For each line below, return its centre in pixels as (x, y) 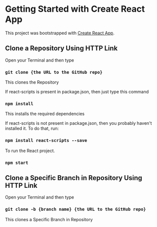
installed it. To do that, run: (32, 129)
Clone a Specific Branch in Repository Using (74, 178)
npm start (17, 163)
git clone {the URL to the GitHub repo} (54, 72)
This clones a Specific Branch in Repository (49, 219)
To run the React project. (30, 151)
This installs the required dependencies (45, 114)
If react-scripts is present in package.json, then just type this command (77, 92)
